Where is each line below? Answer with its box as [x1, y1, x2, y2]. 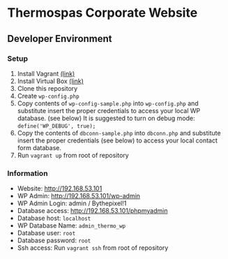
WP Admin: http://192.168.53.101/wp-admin [17, 192, 141, 200]
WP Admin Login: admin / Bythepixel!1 [17, 199, 127, 207]
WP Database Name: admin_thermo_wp [17, 221, 126, 230]
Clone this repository [17, 84, 78, 92]
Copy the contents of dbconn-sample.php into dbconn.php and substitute [17, 128, 221, 137]
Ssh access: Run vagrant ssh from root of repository [17, 244, 169, 252]
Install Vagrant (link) [17, 69, 75, 77]
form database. [17, 143, 61, 151]
